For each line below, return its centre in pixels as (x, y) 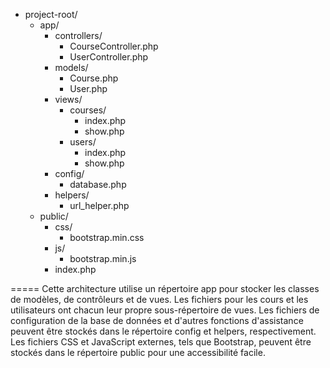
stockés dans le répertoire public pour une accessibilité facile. (138, 352)
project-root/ (51, 14)
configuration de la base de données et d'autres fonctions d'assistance (157, 320)
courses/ (88, 110)
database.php (98, 184)
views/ (68, 99)
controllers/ (78, 35)
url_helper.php (99, 205)
